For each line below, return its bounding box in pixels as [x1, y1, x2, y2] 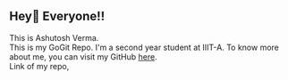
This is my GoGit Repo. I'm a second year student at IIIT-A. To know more [9, 42, 280, 52]
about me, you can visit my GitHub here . [9, 51, 158, 62]
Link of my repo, [9, 60, 70, 71]
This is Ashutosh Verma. [9, 32, 99, 43]
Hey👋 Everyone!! [9, 9, 106, 24]
